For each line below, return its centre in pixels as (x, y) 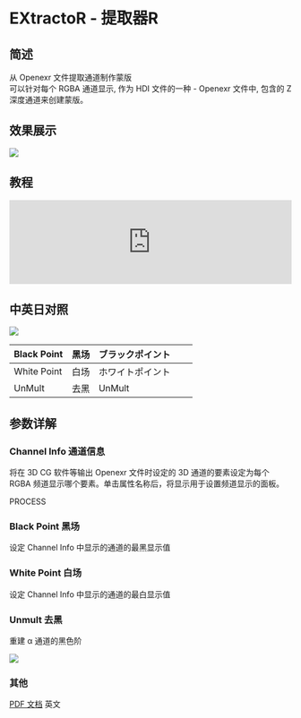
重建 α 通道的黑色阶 (46, 641)
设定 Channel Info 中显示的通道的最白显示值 (90, 594)
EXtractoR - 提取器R (84, 18)
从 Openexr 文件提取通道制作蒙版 (71, 77)
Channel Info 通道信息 (57, 451)
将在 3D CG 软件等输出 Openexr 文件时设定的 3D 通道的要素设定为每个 (140, 473)
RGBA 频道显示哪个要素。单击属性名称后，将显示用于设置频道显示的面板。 (147, 483)
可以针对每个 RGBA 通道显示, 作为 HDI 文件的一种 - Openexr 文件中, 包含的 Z (150, 89)
